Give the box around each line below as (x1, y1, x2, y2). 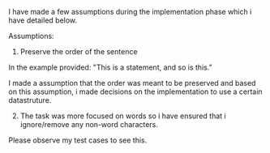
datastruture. (8, 96, 52, 104)
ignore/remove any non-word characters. (19, 120, 158, 129)
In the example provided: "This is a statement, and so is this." (8, 62, 212, 72)
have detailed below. (8, 15, 78, 25)
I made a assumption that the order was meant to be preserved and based (8, 79, 256, 87)
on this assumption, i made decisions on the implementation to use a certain (8, 87, 263, 96)
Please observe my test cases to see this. (8, 135, 148, 145)
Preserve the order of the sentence (19, 47, 138, 56)
